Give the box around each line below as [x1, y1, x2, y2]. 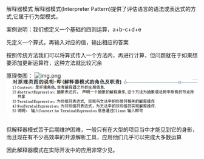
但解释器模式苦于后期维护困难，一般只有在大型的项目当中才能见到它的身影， [6, 126, 198, 134]
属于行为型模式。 [18, 13, 62, 20]
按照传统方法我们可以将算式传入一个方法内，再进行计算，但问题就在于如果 [6, 52, 192, 59]
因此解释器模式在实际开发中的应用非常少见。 [6, 146, 118, 154]
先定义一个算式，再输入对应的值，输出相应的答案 [6, 39, 129, 46]
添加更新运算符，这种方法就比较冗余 [11, 59, 102, 66]
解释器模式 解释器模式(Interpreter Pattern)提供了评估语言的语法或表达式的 [6, 5, 191, 12]
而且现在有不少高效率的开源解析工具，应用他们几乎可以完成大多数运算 [6, 134, 182, 141]
